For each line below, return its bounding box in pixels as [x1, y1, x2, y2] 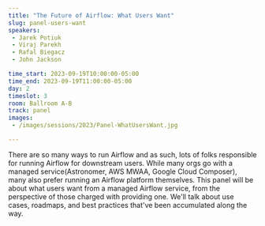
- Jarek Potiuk [11, 33, 62, 42]
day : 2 [8, 85, 30, 92]
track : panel [8, 107, 51, 115]
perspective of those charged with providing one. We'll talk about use [8, 191, 234, 202]
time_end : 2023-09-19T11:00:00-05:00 [8, 77, 132, 85]
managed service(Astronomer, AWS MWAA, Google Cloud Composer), [8, 167, 238, 176]
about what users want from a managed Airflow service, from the [8, 183, 221, 193]
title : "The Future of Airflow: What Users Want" [8, 11, 175, 20]
